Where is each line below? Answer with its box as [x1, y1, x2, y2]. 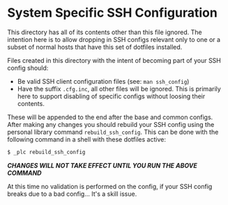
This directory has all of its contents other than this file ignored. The [7, 28, 202, 36]
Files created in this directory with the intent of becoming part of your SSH [7, 56, 221, 64]
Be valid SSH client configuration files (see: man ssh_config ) [17, 77, 190, 85]
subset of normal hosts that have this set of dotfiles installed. [7, 43, 183, 51]
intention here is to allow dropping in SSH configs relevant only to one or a [7, 35, 221, 43]
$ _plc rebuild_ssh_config [7, 149, 86, 155]
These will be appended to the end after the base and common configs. [7, 113, 213, 121]
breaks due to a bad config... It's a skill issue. [7, 190, 137, 198]
